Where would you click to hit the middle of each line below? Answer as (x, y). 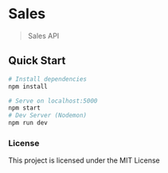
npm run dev (28, 123)
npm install (28, 86)
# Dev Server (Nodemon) (48, 116)
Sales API (43, 36)
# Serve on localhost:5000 (53, 101)
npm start (25, 108)
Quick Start (37, 61)
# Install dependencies (48, 79)
